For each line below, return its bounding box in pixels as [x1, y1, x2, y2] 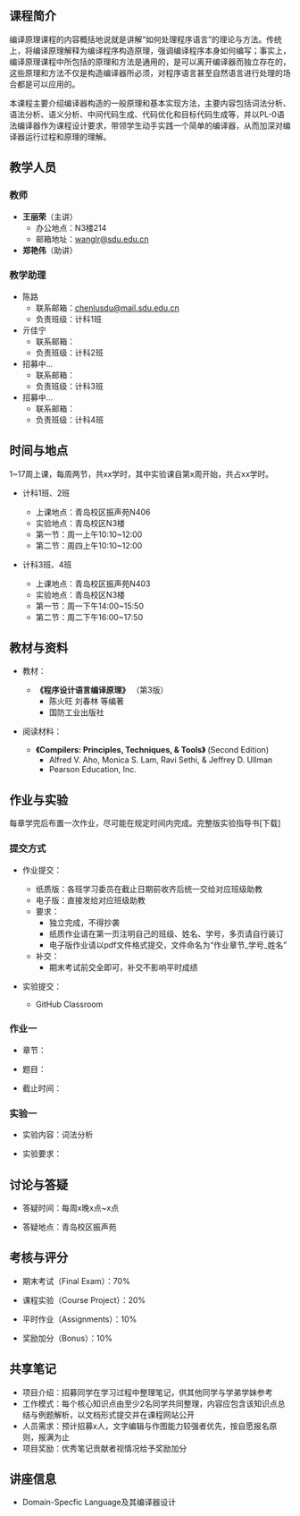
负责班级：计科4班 [35, 414, 104, 425]
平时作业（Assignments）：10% [21, 1314, 137, 1324]
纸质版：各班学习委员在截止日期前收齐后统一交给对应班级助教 [35, 883, 263, 894]
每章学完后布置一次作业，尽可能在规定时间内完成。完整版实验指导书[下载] [9, 818, 281, 829]
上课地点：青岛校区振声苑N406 [35, 507, 151, 517]
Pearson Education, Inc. [48, 764, 137, 775]
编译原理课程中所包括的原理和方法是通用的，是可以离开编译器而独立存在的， [9, 56, 291, 67]
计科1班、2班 [21, 487, 71, 498]
